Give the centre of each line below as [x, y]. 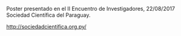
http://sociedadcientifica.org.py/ [46, 27]
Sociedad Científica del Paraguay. [48, 15]
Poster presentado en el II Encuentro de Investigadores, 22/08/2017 [91, 9]
